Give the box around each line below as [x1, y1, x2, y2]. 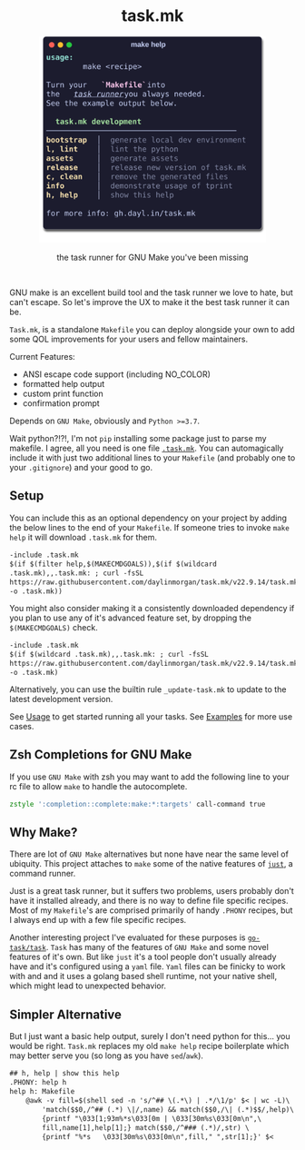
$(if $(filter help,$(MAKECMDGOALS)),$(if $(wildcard [9, 560, 218, 569]
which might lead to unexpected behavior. [9, 980, 166, 991]
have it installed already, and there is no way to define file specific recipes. [9, 896, 289, 907]
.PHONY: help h [9, 1078, 67, 1087]
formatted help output [22, 379, 105, 389]
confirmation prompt [22, 398, 100, 409]
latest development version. [9, 693, 113, 704]
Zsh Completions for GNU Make [9, 747, 192, 763]
